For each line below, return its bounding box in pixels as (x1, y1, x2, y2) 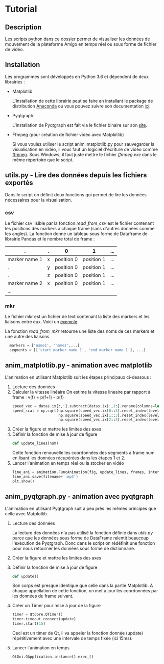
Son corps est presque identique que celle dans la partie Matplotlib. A (12, 583, 153, 588)
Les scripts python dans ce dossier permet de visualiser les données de (5, 36, 150, 42)
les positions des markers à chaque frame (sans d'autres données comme (5, 225, 155, 231)
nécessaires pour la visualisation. (5, 197, 72, 203)
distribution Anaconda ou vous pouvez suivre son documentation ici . (12, 103, 151, 109)
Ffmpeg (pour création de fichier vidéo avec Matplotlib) (12, 132, 124, 137)
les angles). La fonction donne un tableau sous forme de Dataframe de (5, 231, 148, 237)
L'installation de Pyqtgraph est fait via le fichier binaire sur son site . (12, 122, 148, 128)
